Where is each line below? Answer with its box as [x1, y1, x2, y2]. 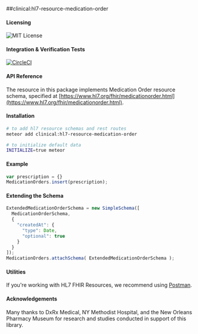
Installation [6, 112, 35, 119]
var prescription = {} [6, 173, 63, 180]
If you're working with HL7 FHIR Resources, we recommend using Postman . [6, 281, 193, 289]
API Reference [6, 73, 43, 79]
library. [6, 321, 24, 328]
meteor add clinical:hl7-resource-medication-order [6, 131, 137, 137]
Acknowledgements [6, 295, 58, 302]
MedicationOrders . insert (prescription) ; [6, 179, 109, 185]
